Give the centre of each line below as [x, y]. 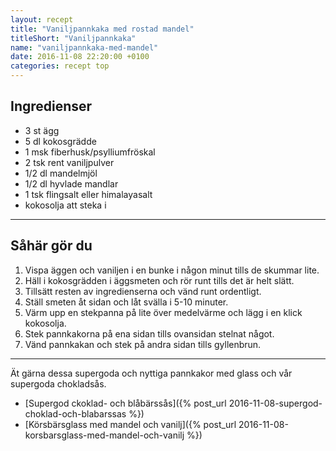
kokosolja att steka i [65, 205]
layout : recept [42, 19]
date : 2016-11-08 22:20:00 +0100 [80, 57]
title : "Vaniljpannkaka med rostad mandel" [102, 29]
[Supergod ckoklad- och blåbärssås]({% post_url [125, 403]
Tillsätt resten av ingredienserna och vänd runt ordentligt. [143, 291]
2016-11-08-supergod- [275, 403]
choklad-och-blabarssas [75, 413]
